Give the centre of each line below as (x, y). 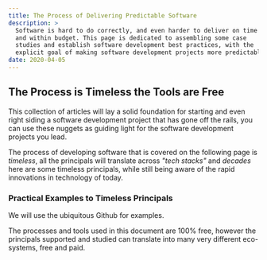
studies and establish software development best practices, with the (135, 45)
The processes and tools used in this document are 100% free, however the (132, 231)
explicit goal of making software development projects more (119, 52)
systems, (23, 247)
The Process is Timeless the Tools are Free (116, 92)
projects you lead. (38, 137)
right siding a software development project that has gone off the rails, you (130, 119)
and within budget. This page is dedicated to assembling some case (131, 38)
